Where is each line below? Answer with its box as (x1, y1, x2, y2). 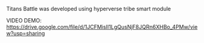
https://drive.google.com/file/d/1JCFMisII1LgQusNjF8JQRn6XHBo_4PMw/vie (6, 24, 198, 30)
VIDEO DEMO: (6, 17, 42, 24)
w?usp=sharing (6, 30, 46, 37)
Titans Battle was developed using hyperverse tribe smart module (6, 5, 171, 12)
